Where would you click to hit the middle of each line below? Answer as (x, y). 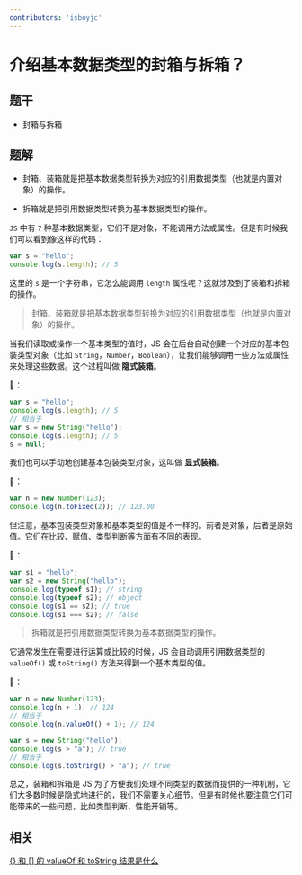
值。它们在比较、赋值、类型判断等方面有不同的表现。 (108, 537)
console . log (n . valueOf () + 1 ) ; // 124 (82, 725)
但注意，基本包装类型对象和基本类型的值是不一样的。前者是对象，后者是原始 (151, 525)
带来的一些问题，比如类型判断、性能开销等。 (99, 807)
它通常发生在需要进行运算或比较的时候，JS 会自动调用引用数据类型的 (137, 652)
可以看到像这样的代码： (60, 239)
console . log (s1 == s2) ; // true (70, 606)
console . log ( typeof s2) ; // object (76, 598)
